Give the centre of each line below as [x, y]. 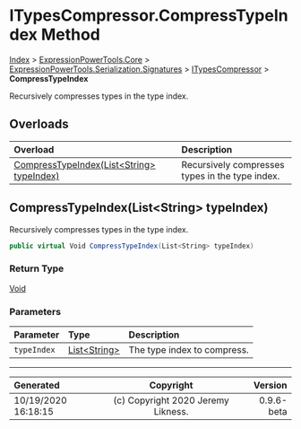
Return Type [37, 268]
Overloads [39, 124]
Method [70, 35]
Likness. [171, 412]
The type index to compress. [189, 350]
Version [270, 385]
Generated [37, 385]
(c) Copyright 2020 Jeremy [172, 400]
